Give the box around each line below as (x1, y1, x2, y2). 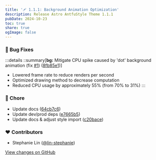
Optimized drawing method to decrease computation (12, 77, 120, 83)
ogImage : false (5, 30, 36, 35)
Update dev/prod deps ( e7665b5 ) (12, 111, 80, 117)
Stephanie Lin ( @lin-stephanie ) (12, 139, 75, 145)
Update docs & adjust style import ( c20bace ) (12, 116, 104, 122)
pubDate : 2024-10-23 (5, 16, 48, 21)
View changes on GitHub (5, 149, 56, 155)
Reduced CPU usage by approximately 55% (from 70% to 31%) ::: (12, 82, 146, 88)
